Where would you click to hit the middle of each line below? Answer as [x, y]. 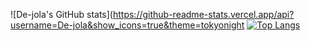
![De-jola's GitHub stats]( [61, 14]
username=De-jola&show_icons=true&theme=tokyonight [127, 25]
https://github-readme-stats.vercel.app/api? [203, 14]
